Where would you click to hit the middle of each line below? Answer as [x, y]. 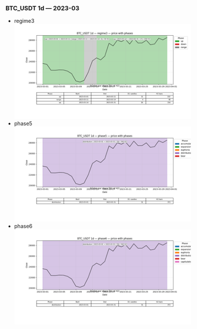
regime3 [24, 21]
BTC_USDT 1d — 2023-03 [43, 8]
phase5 [23, 124]
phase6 [23, 226]
